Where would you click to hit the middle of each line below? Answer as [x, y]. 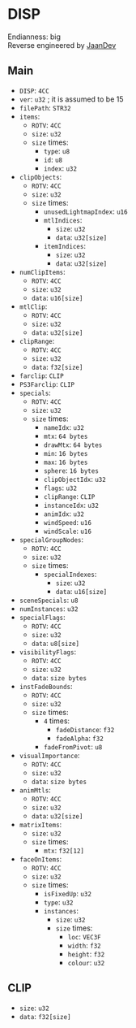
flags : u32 [60, 488]
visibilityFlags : [48, 652]
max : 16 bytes [66, 462]
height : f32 [86, 954]
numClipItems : [42, 271]
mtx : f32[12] [64, 850]
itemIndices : [65, 245]
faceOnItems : [40, 859]
